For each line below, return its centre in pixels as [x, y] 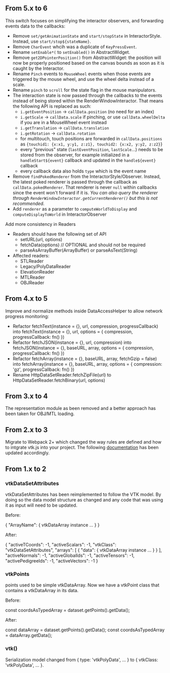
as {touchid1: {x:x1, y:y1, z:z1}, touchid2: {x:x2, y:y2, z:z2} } [91, 144]
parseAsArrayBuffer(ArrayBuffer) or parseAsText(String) [79, 250]
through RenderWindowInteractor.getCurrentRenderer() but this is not [85, 198]
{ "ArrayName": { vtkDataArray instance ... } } [53, 525]
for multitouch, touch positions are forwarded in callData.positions [91, 138]
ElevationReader [37, 272]
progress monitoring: [27, 316]
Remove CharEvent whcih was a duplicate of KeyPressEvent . [75, 47]
